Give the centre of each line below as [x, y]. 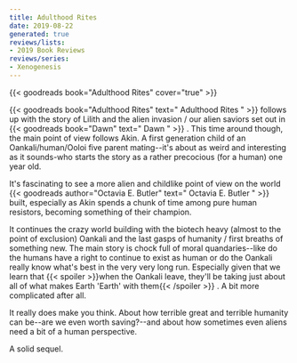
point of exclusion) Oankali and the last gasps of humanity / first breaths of [146, 238]
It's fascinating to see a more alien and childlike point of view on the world [145, 183]
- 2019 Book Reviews [48, 51]
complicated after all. [48, 295]
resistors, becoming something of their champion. [100, 212]
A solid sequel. [36, 349]
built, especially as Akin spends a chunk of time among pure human [133, 202]
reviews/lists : [37, 42]
